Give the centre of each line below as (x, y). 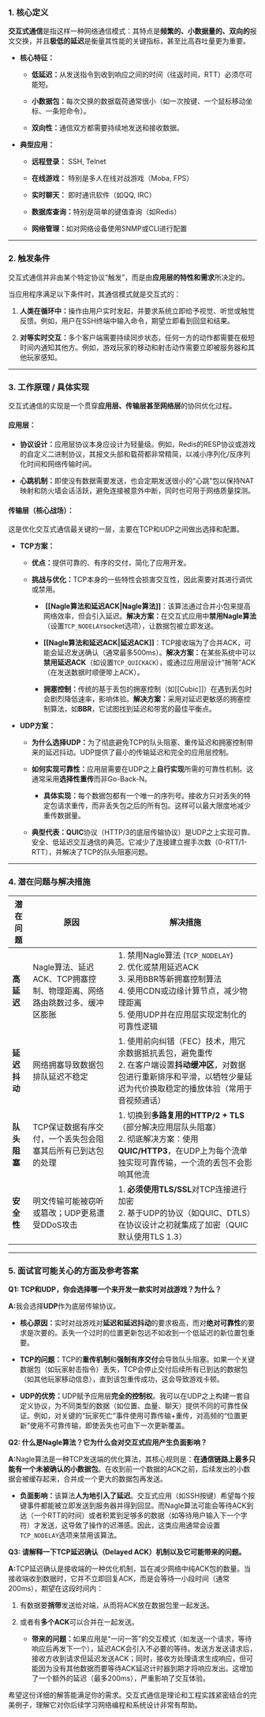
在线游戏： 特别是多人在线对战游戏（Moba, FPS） (112, 178)
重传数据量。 (64, 816)
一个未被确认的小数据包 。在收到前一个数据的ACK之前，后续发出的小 (132, 1469)
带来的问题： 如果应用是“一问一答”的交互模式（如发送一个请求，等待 (142, 1638)
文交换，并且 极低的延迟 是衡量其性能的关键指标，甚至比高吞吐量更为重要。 (129, 41)
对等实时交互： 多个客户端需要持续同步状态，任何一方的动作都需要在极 (134, 337)
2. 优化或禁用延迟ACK (159, 967)
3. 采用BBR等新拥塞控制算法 (170, 979)
